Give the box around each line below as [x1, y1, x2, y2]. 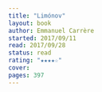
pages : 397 [8, 71, 45, 79]
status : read [8, 49, 52, 57]
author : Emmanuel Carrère [8, 26, 94, 34]
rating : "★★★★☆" [8, 57, 62, 65]
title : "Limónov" [8, 11, 66, 20]
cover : [8, 64, 30, 72]
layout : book [8, 19, 52, 27]
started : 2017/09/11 [8, 34, 77, 42]
